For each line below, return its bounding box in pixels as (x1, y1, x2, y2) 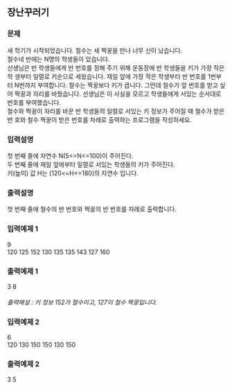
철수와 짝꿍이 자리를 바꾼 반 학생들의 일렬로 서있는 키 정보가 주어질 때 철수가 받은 (7, 107, 225, 115)
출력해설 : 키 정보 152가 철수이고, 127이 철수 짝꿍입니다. (7, 297, 157, 306)
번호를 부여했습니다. (7, 98, 61, 106)
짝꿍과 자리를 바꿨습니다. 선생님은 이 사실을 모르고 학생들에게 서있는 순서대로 (14, 89, 222, 98)
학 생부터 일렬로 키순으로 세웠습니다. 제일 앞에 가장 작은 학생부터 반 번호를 (7, 72, 206, 80)
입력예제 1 (7, 224, 39, 234)
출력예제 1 (7, 266, 39, 276)
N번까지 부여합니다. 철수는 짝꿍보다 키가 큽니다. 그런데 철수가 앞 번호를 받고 (14, 80, 218, 89)
